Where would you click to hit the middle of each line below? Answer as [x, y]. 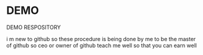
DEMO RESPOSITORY [34, 27]
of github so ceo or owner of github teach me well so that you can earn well [102, 45]
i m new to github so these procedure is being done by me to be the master [101, 39]
